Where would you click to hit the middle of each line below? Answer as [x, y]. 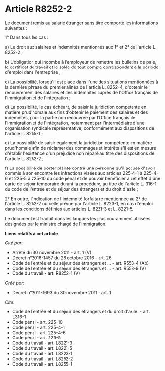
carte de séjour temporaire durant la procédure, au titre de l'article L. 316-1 [81, 184]
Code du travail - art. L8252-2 [43, 359]
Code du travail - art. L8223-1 [42, 353]
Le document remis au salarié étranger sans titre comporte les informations [82, 23]
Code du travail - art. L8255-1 [42, 364]
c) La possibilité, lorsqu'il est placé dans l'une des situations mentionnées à [82, 82]
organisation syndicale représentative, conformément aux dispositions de [80, 128]
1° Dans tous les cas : [27, 37]
